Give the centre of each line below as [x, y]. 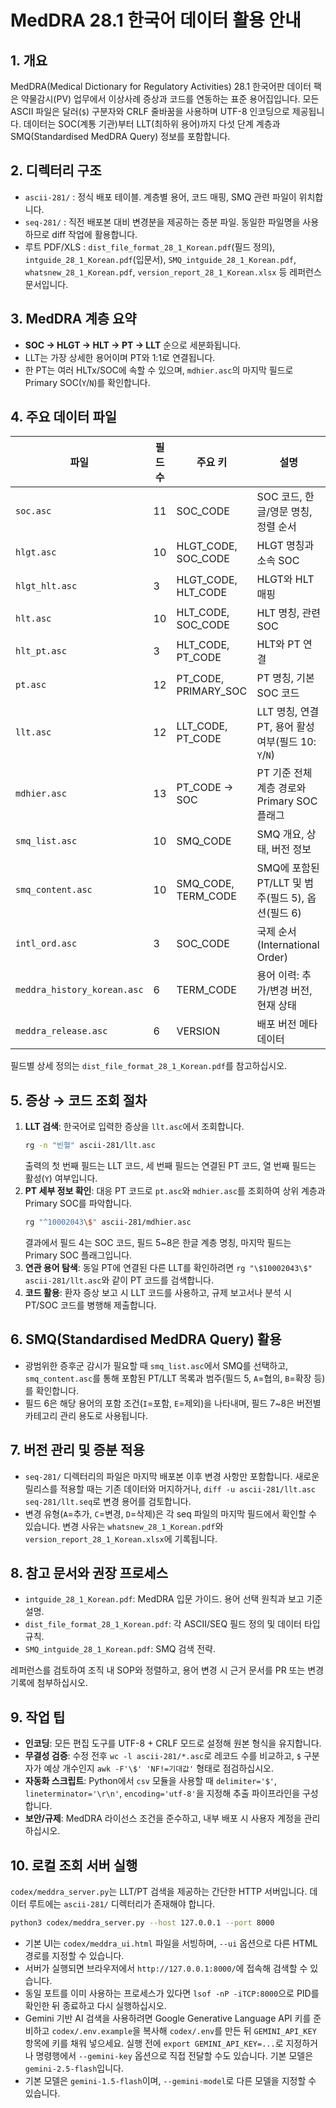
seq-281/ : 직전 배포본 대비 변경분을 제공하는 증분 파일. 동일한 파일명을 [162, 222]
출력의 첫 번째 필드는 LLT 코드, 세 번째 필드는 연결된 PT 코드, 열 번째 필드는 [170, 1166]
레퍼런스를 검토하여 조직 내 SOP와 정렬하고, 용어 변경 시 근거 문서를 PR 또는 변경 [167, 1670]
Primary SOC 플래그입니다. [78, 1255]
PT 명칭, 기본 [285, 678]
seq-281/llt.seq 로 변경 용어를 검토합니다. [108, 1501]
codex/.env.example [92, 2031]
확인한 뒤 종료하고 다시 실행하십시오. [95, 2005]
